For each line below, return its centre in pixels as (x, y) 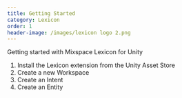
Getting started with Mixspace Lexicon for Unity (75, 52)
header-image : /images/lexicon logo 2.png (69, 33)
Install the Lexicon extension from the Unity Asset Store (96, 65)
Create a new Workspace (53, 73)
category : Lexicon (33, 20)
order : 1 (20, 26)
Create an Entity (40, 87)
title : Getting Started (41, 13)
